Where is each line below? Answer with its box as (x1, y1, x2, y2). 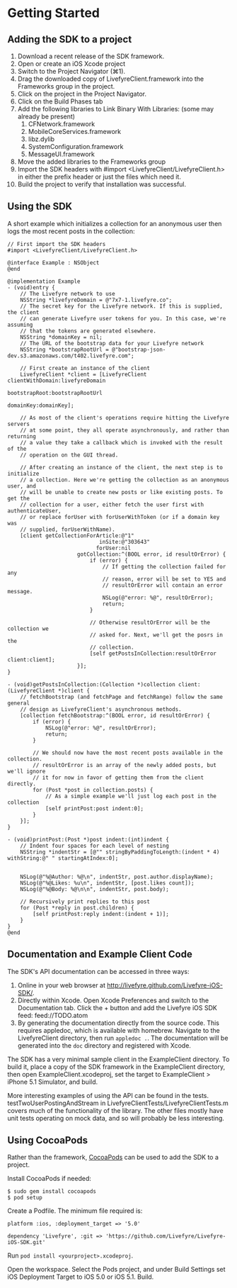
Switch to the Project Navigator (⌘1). (17, 67, 126, 75)
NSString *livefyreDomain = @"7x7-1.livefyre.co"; (20, 296, 173, 303)
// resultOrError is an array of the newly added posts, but (33, 761, 217, 768)
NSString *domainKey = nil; (20, 333, 103, 341)
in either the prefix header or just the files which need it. (17, 172, 182, 181)
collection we (7, 625, 50, 632)
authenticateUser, (7, 507, 62, 515)
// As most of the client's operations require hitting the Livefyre (20, 414, 230, 421)
